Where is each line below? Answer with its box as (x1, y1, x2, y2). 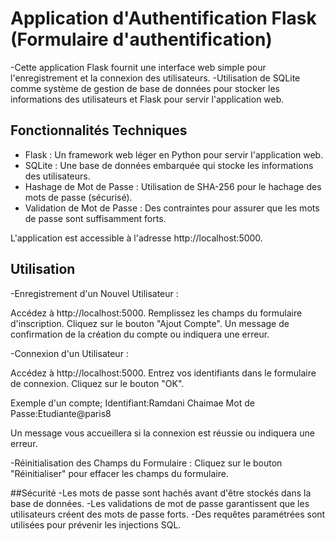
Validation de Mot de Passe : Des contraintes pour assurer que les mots (24, 202, 320, 214)
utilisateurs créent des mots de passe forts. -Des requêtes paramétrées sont (10, 508, 326, 520)
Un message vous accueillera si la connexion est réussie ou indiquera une (10, 427, 315, 439)
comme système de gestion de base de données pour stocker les (10, 82, 280, 94)
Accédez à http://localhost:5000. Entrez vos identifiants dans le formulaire (10, 367, 317, 379)
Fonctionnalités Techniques (10, 122, 188, 139)
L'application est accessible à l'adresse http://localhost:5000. (10, 232, 263, 244)
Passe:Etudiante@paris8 (10, 407, 112, 419)
